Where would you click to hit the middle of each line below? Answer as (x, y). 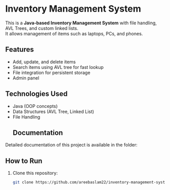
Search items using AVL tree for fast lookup (58, 67)
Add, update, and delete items (44, 62)
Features (20, 49)
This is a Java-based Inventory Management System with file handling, (81, 23)
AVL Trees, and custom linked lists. (42, 28)
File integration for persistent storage (51, 72)
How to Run (24, 161)
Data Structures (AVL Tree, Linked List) (53, 111)
